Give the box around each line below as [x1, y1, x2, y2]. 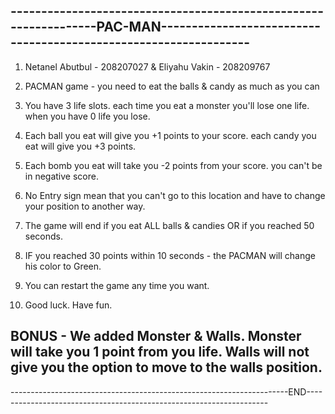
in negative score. [24, 170, 99, 182]
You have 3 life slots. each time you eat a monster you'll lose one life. [24, 99, 310, 111]
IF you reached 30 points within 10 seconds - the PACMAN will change [24, 249, 316, 261]
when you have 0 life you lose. [24, 110, 151, 122]
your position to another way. [24, 200, 146, 212]
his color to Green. [24, 260, 102, 272]
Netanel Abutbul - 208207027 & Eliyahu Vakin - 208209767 [24, 60, 271, 73]
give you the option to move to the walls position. [10, 359, 323, 376]
